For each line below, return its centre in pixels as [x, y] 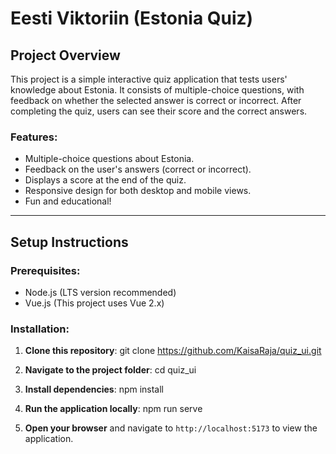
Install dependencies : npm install [94, 389]
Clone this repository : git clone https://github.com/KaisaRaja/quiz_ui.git [173, 351]
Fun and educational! [68, 201]
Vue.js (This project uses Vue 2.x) [94, 303]
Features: [34, 137]
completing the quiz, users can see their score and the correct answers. [159, 111]
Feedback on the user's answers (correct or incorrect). [138, 169]
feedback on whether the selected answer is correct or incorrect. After [156, 100]
